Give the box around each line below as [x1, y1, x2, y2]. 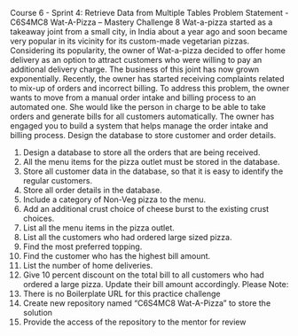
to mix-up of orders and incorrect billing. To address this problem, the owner [10, 83, 290, 93]
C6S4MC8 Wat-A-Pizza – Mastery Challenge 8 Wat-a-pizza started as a [10, 17, 273, 27]
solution [22, 308, 52, 317]
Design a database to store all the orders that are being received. [22, 147, 261, 158]
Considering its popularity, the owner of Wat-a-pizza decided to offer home [10, 45, 286, 56]
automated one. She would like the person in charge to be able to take [10, 102, 267, 112]
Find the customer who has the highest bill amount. [22, 251, 211, 261]
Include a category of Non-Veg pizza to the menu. [22, 194, 207, 205]
